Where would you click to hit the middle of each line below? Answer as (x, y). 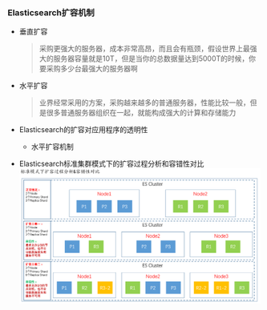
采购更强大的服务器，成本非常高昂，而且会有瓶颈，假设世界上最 (144, 49)
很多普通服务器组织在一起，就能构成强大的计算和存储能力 (141, 113)
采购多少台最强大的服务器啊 (92, 69)
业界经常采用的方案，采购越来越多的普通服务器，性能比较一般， (144, 103)
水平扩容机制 (52, 147)
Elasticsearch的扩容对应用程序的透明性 (83, 130)
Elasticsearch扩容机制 (51, 12)
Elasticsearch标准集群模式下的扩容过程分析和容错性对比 (111, 164)
